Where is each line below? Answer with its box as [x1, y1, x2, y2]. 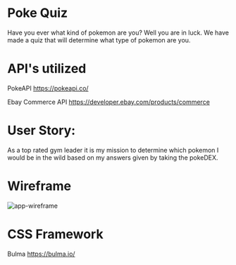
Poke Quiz [7, 5, 68, 21]
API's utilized [7, 61, 87, 77]
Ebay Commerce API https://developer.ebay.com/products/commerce [7, 98, 210, 106]
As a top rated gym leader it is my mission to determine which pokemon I [7, 146, 219, 154]
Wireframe [7, 178, 72, 194]
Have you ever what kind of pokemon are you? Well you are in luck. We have [7, 28, 229, 37]
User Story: [7, 122, 76, 139]
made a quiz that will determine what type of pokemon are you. [7, 35, 191, 44]
